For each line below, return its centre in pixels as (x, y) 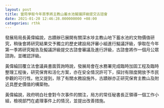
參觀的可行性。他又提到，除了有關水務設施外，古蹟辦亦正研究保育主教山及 (80, 78)
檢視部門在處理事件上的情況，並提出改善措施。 (61, 101)
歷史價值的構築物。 (33, 84)
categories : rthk (23, 23)
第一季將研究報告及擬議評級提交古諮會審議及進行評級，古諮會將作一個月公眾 (82, 50)
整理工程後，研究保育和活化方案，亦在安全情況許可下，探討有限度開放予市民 (82, 72)
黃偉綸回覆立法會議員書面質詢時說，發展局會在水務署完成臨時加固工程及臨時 (82, 66)
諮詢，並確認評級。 (24, 56)
